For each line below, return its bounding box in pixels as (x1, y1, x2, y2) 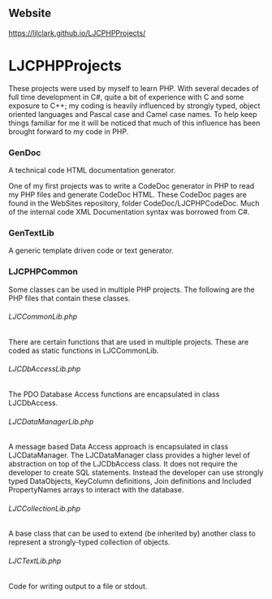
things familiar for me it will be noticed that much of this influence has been (8, 118, 261, 128)
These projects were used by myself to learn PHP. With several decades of (8, 83, 259, 93)
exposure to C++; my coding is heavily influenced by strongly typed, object (8, 101, 261, 111)
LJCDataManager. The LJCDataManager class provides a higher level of (8, 450, 250, 460)
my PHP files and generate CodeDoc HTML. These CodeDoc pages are (8, 190, 248, 200)
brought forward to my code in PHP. (8, 126, 129, 137)
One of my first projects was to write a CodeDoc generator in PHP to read (8, 181, 255, 191)
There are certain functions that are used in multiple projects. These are (8, 336, 249, 346)
